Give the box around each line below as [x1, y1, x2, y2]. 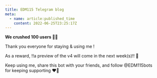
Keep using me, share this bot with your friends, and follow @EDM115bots [5, 62, 153, 68]
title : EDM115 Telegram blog [5, 7, 64, 12]
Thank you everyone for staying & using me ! [5, 43, 95, 49]
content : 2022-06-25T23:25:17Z [14, 20, 77, 26]
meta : [5, 12, 16, 17]
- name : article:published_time [9, 16, 75, 21]
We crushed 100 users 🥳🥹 [5, 34, 58, 40]
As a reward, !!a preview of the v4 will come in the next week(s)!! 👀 [5, 53, 139, 59]
